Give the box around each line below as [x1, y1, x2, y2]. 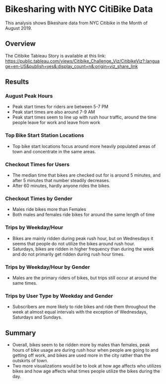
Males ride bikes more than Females [12, 206, 87, 212]
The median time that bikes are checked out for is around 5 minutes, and [12, 172, 161, 178]
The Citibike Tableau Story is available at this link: [5, 53, 107, 59]
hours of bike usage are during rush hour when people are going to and [12, 347, 159, 353]
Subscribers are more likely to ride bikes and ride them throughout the [12, 304, 156, 310]
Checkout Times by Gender [5, 195, 73, 202]
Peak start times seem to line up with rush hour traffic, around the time [12, 114, 157, 120]
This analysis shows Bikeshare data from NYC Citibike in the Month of [5, 20, 148, 26]
